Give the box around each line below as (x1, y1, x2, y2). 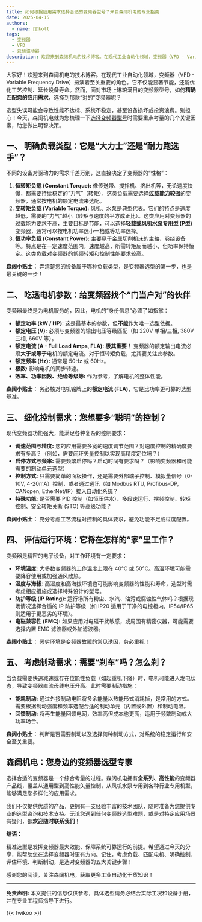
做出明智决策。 (26, 121, 64, 129)
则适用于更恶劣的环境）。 (14, 610, 76, 617)
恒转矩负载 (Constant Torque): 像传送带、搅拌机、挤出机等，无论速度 (14, 182, 188, 189)
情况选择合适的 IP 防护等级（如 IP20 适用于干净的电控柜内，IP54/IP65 (20, 602, 194, 609)
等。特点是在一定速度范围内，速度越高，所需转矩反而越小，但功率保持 (14, 243, 189, 250)
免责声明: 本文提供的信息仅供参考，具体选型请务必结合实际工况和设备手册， (6, 889, 194, 897)
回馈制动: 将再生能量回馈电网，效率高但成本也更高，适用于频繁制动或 (14, 710, 188, 717)
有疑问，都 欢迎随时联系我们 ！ (6, 817, 80, 824)
